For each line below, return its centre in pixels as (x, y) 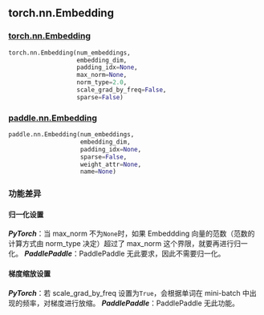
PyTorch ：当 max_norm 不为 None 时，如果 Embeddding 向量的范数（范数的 (132, 234)
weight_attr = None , (111, 164)
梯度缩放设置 (29, 274)
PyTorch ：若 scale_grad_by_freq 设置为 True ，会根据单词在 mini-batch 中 (129, 293)
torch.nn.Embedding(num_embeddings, (69, 52)
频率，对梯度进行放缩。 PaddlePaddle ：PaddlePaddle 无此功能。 (130, 303)
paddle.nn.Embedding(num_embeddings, (71, 135)
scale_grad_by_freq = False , (122, 90)
